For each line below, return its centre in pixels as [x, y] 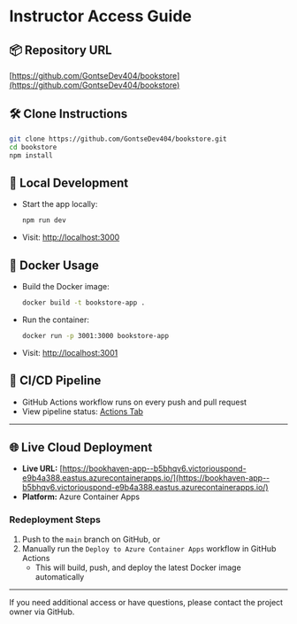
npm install [31, 155]
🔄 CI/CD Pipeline [55, 381]
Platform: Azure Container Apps [80, 497]
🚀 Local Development [69, 183]
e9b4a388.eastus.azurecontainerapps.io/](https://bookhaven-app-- [146, 478]
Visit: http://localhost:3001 [70, 352]
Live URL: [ [42, 469]
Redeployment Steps [55, 520]
